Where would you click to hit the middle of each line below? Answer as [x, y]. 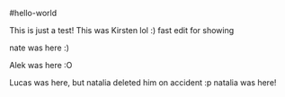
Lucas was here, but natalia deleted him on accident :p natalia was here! [143, 83]
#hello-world [33, 13]
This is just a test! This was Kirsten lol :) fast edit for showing [122, 30]
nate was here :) [40, 48]
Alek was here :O [41, 65]
